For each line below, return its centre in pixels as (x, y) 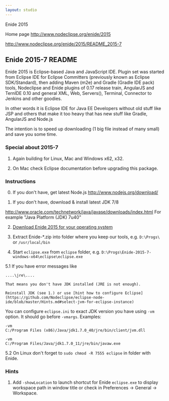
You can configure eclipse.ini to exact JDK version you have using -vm (80, 312)
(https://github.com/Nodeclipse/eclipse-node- (55, 298)
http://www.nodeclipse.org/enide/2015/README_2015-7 (64, 44)
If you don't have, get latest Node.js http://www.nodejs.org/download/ (85, 192)
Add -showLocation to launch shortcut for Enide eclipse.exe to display (85, 382)
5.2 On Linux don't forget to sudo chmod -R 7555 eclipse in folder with (78, 353)
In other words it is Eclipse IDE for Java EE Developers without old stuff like (83, 109)
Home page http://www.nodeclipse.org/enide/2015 (58, 34)
